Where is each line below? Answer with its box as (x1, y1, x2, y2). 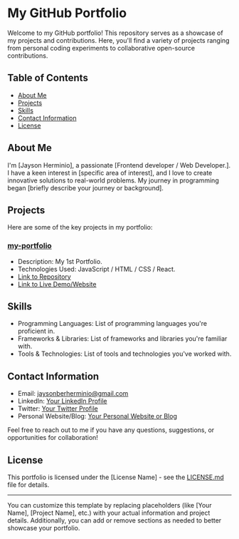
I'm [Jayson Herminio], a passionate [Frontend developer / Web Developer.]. (7, 160, 231, 169)
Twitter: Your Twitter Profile (17, 404, 98, 413)
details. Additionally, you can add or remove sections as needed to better (7, 516, 222, 525)
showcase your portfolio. (7, 524, 80, 533)
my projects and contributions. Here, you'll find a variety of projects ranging (7, 36, 230, 44)
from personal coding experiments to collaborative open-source (7, 43, 196, 52)
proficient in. (17, 327, 55, 336)
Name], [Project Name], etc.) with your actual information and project (7, 508, 211, 518)
